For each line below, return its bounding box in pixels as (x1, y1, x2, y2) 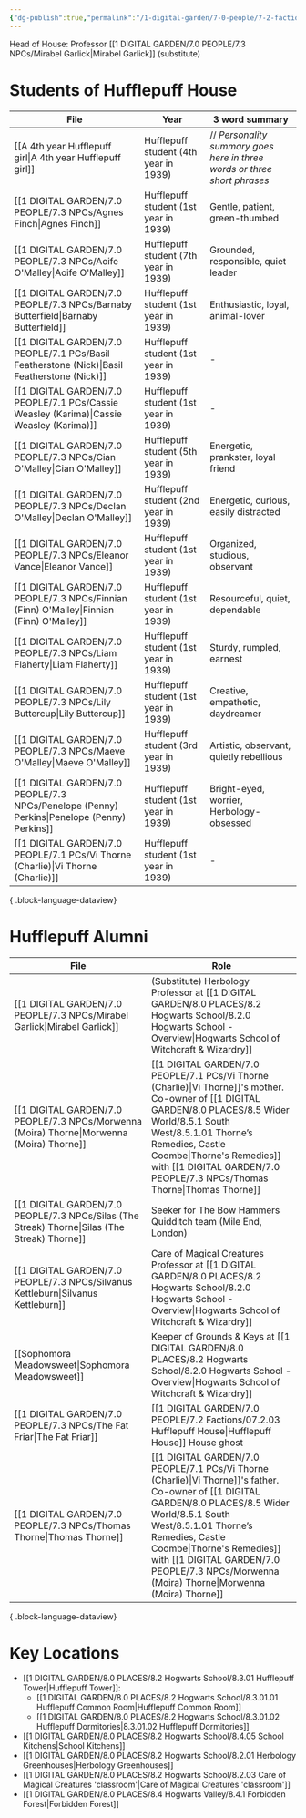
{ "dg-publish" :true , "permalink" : (9, 13, 137, 23)
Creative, (209, 684, 249, 697)
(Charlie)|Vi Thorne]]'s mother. (151, 1081, 285, 1094)
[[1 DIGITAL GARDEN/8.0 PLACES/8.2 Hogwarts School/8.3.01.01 (36, 1692, 279, 1703)
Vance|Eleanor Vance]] (14, 560, 114, 572)
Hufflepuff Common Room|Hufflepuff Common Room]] (36, 1701, 241, 1713)
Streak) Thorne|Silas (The (14, 1220, 125, 1233)
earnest (209, 652, 243, 665)
